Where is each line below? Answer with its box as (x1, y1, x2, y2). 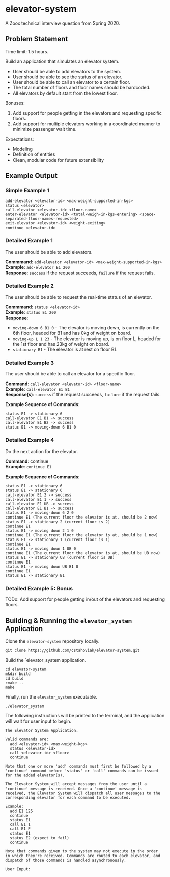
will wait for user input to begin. (5, 718, 72, 724)
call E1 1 (10, 822, 31, 827)
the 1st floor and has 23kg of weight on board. (12, 341, 109, 347)
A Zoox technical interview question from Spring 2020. (5, 20, 121, 26)
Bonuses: (5, 100, 25, 106)
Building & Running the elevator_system (5, 617, 132, 625)
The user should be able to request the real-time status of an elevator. (5, 294, 152, 300)
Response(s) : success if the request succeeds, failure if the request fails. (5, 392, 161, 398)
